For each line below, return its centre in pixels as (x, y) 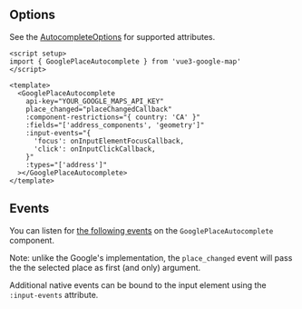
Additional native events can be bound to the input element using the (138, 284)
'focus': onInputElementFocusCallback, (108, 141)
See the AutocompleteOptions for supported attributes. (112, 36)
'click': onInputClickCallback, (94, 149)
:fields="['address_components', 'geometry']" (115, 125)
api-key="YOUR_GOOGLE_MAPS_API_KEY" (95, 101)
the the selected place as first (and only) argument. (105, 267)
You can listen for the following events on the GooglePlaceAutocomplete (141, 230)
